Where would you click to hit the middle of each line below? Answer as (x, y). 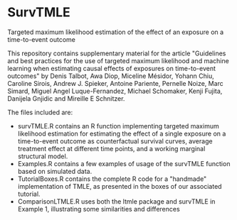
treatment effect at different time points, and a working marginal (111, 148)
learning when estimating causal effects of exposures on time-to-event (111, 68)
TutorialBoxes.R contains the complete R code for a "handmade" (112, 179)
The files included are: (40, 112)
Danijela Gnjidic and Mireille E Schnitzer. (66, 98)
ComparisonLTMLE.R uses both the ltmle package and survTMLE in (116, 201)
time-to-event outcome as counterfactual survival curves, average (115, 141)
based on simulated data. (55, 171)
